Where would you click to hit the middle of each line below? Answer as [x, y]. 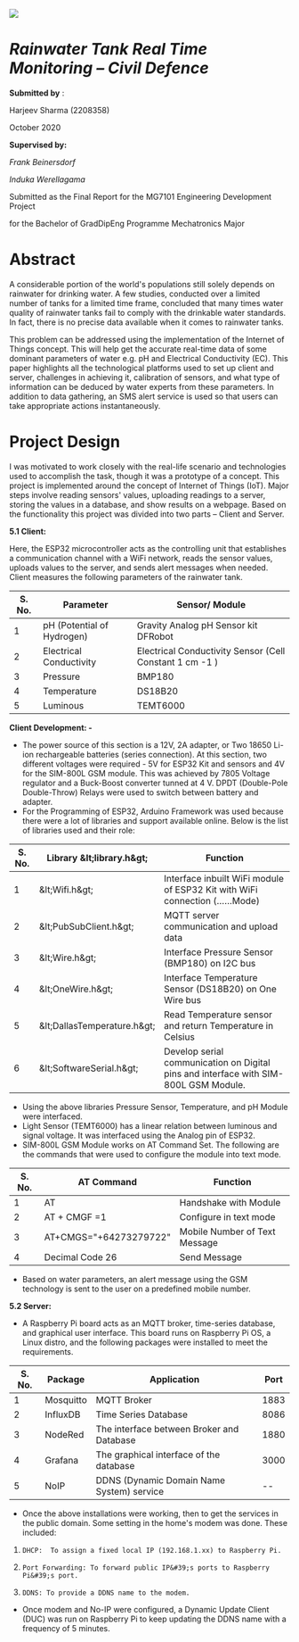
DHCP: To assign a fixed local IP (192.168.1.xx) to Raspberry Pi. [152, 1550]
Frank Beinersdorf [42, 162]
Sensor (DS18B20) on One [221, 989]
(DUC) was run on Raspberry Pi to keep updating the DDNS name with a [154, 1619]
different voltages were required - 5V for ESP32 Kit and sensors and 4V [153, 764]
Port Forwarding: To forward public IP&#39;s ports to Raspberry [145, 1567]
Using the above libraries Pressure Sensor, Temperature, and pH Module [155, 1107]
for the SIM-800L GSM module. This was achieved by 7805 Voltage [146, 773]
